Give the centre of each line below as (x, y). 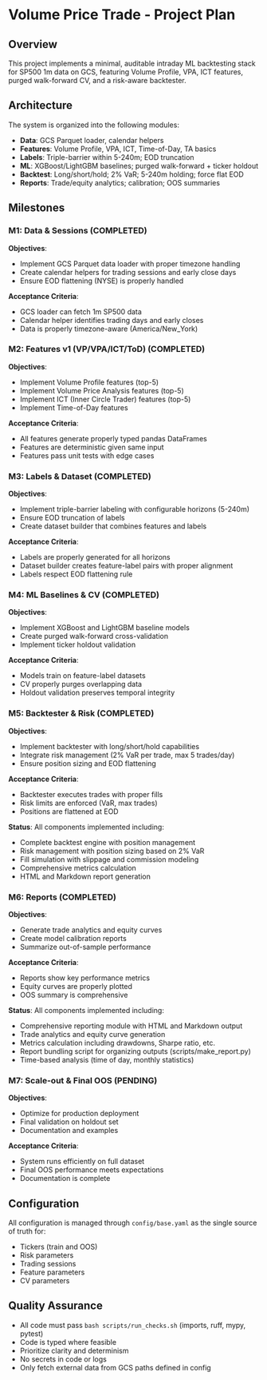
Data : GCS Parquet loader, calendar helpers (92, 140)
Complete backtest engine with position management (108, 842)
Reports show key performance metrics (84, 978)
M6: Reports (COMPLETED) (63, 897)
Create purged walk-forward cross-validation (94, 636)
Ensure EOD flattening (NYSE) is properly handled (102, 281)
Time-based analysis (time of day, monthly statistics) (107, 1059)
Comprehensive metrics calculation (78, 867)
